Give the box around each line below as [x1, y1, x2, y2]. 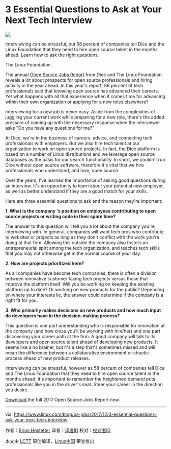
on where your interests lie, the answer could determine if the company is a [5, 292, 164, 298]
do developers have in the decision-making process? [5, 313, 120, 319]
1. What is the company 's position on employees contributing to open [5, 208, 156, 214]
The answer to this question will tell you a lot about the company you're [5, 223, 155, 229]
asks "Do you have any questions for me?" [5, 125, 95, 131]
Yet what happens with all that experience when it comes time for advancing [5, 93, 165, 99]
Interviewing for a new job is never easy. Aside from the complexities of [5, 108, 156, 114]
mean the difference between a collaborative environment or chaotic [5, 349, 149, 356]
